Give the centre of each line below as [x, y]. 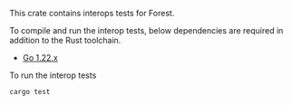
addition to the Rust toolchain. [65, 40]
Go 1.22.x [40, 57]
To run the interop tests [53, 75]
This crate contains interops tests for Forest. [92, 13]
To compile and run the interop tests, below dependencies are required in [146, 30]
